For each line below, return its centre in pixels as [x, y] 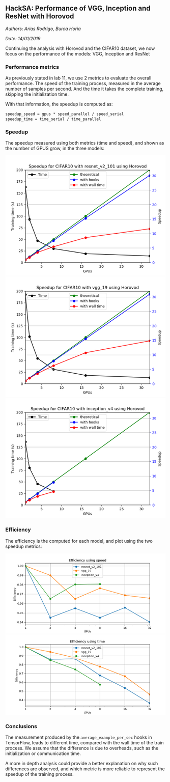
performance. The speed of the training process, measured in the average [83, 83]
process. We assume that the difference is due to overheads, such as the [82, 748]
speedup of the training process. [39, 774]
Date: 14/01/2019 [23, 38]
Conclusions [21, 726]
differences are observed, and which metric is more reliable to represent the [85, 769]
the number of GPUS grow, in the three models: [55, 148]
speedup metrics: [24, 546]
